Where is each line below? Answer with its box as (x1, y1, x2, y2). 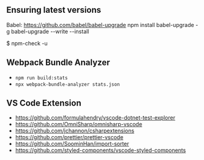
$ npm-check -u (6, 39, 48, 47)
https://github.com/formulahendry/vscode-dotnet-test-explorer (15, 114, 176, 121)
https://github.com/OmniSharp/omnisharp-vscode (15, 121, 143, 128)
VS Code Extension (6, 98, 81, 109)
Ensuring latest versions (6, 5, 102, 15)
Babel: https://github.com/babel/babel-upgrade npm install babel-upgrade (6, 21, 194, 28)
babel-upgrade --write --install (11, 28, 89, 35)
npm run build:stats (15, 75, 68, 81)
